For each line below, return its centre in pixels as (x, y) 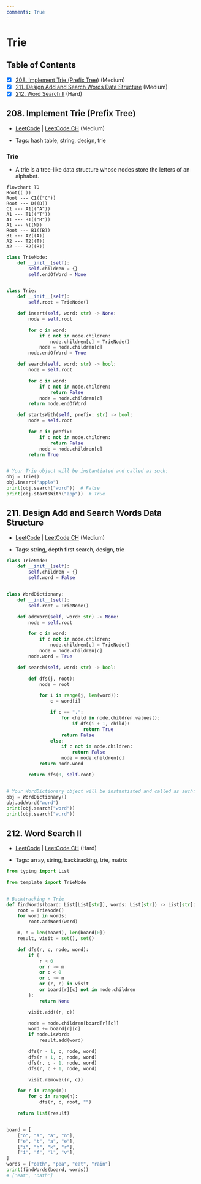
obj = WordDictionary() (37, 797)
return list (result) (44, 1113)
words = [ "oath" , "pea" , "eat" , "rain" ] (59, 1164)
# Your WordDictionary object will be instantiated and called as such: (101, 791)
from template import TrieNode (46, 882)
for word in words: (42, 916)
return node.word (61, 764)
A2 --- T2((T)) (26, 241)
